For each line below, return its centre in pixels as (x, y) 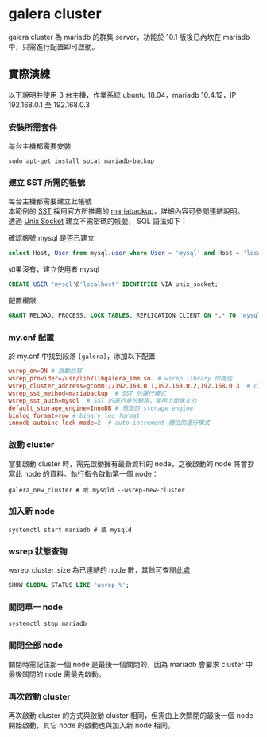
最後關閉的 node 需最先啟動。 (57, 674)
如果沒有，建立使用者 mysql (54, 269)
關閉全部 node (36, 646)
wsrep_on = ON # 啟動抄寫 (45, 371)
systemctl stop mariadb (48, 624)
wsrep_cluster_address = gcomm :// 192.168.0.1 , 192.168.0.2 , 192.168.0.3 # (129, 386)
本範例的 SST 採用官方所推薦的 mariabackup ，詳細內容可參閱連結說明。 (126, 211)
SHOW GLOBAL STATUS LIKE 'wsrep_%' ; (69, 585)
